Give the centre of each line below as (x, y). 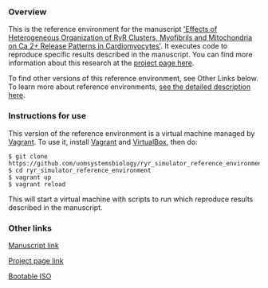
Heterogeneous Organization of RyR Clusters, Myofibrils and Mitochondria (130, 37)
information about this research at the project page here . (101, 63)
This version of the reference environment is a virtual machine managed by (132, 133)
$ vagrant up (30, 177)
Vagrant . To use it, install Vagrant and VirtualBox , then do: (103, 142)
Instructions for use (47, 116)
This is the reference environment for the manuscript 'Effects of (113, 29)
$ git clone (28, 156)
